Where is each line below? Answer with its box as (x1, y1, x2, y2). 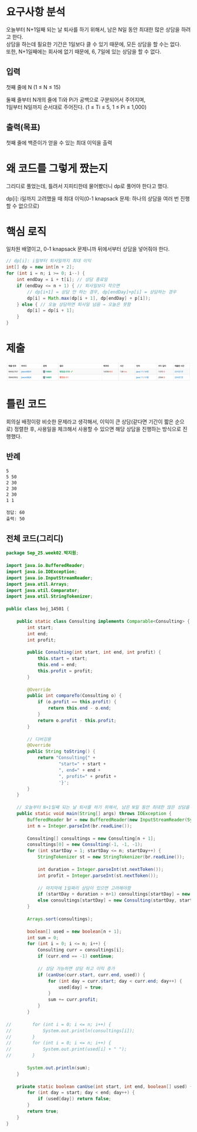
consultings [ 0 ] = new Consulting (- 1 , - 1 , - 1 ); (27, 842, 143, 847)
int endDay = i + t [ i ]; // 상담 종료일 (16, 277, 108, 283)
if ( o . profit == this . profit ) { (37, 699, 117, 705)
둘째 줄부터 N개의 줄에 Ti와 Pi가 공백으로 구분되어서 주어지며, (6, 96, 145, 103)
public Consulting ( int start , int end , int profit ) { (27, 649, 161, 656)
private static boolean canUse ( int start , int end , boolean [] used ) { (16, 1083, 193, 1090)
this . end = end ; (37, 662, 77, 668)
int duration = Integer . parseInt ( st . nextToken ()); (37, 866, 164, 872)
